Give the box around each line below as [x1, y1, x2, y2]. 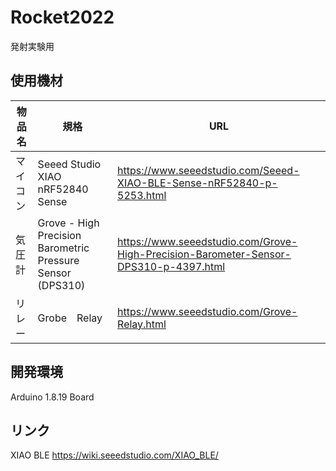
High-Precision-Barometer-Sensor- [117, 247, 292, 261]
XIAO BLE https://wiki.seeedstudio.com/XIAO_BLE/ [10, 449, 219, 461]
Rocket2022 [10, 6, 115, 29]
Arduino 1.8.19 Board [10, 391, 95, 403]
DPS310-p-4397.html [117, 259, 226, 273]
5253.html [117, 188, 167, 202]
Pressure [37, 253, 80, 267]
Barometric [37, 241, 90, 255]
